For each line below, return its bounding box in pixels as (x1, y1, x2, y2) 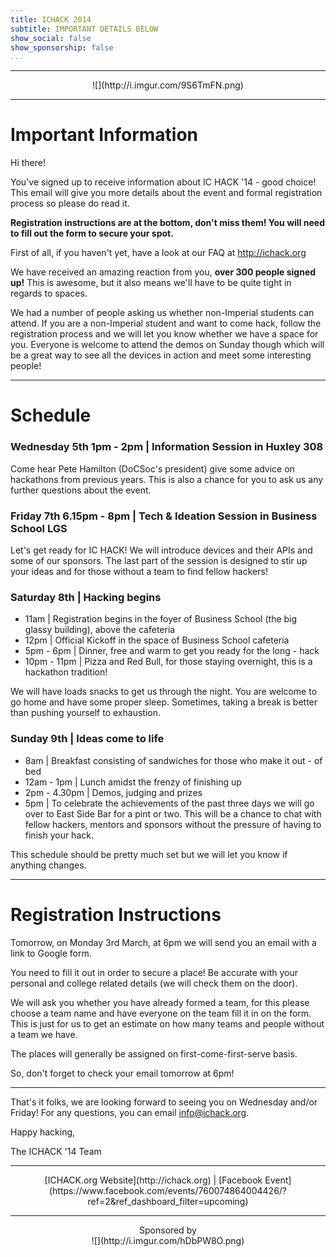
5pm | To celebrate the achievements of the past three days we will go (24, 797, 315, 809)
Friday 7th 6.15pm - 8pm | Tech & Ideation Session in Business (10, 509, 318, 523)
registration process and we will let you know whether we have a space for (10, 328, 319, 340)
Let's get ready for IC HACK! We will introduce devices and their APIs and (10, 544, 313, 556)
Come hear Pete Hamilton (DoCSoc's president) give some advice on (10, 462, 295, 475)
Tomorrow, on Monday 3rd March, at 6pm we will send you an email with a (10, 936, 317, 948)
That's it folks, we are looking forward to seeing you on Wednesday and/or (10, 1096, 318, 1108)
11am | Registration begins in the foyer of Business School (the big (24, 613, 298, 625)
